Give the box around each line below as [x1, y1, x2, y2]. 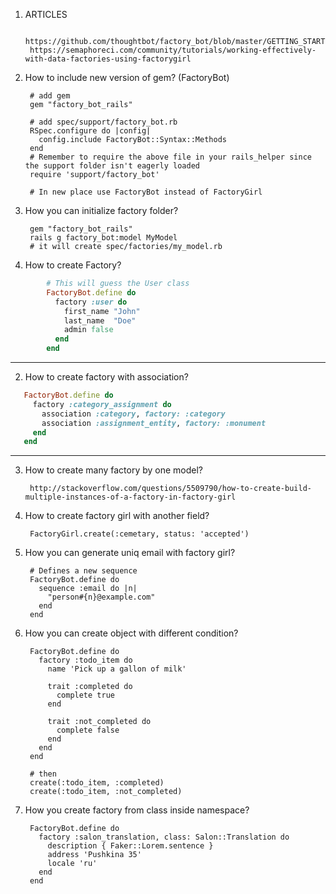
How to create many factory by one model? [24, 464, 204, 476]
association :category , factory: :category [41, 409, 226, 419]
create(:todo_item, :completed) [29, 778, 165, 788]
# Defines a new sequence [29, 566, 138, 576]
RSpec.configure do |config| [29, 126, 152, 136]
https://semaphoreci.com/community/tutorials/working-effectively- [29, 45, 317, 55]
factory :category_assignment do [32, 399, 172, 409]
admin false [63, 325, 114, 335]
